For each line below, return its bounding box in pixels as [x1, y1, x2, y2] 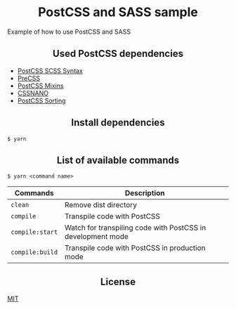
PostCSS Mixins [17, 81, 64, 90]
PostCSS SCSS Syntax [17, 66, 83, 74]
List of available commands [56, 154, 180, 166]
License [100, 275, 136, 288]
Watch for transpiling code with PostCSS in [64, 223, 206, 232]
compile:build [11, 249, 58, 256]
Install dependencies [71, 117, 165, 129]
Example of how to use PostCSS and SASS [7, 27, 131, 36]
